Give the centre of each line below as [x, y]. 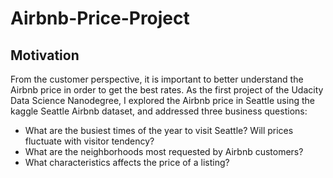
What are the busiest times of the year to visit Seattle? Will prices [159, 130]
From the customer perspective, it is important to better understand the [157, 79]
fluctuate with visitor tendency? [89, 141]
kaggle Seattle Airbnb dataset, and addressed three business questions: [159, 111]
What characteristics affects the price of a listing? [127, 162]
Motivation [45, 55]
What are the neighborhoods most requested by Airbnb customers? [164, 151]
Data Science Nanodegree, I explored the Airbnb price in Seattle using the [162, 100]
